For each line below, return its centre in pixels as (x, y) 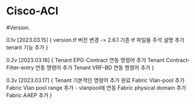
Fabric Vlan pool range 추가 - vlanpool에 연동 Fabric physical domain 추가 (96, 87)
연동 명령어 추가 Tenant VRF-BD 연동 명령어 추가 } (95, 68)
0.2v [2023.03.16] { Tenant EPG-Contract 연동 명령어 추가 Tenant (85, 60)
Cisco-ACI (32, 11)
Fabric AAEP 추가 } (29, 95)
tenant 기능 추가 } (27, 47)
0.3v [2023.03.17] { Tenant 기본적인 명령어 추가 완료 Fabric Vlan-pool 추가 (95, 80)
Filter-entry (20, 68)
